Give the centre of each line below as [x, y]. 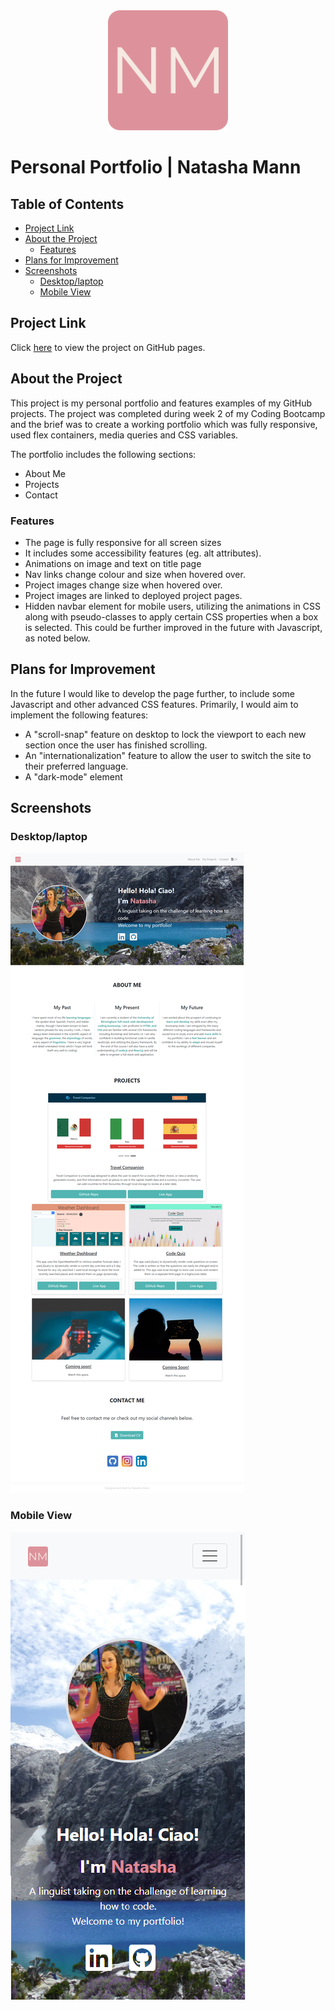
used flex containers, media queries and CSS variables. [124, 435]
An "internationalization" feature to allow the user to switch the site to [168, 755]
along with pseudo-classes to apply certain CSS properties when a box [171, 616]
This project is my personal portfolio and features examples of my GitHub [161, 403]
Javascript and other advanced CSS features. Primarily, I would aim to [154, 704]
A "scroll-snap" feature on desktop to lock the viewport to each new [165, 734]
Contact [41, 495]
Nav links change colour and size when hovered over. [135, 574]
